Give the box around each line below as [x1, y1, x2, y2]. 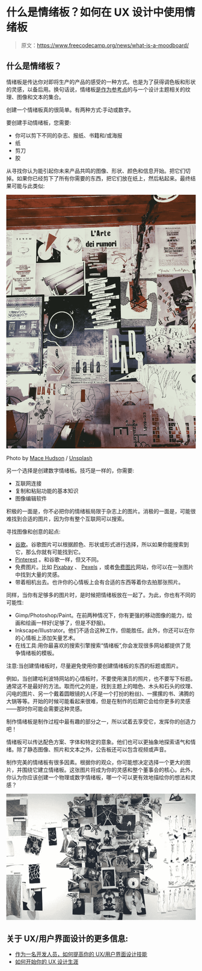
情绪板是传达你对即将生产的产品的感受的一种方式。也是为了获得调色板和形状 [6, 78, 196, 85]
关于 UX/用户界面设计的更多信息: [6, 933, 129, 944]
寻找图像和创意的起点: [6, 528, 61, 535]
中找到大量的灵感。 [14, 571, 63, 578]
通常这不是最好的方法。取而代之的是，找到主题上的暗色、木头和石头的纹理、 [6, 682, 196, 689]
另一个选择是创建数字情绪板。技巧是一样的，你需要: [6, 467, 135, 474]
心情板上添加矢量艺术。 [20, 634, 79, 641]
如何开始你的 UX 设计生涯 [14, 958, 79, 965]
